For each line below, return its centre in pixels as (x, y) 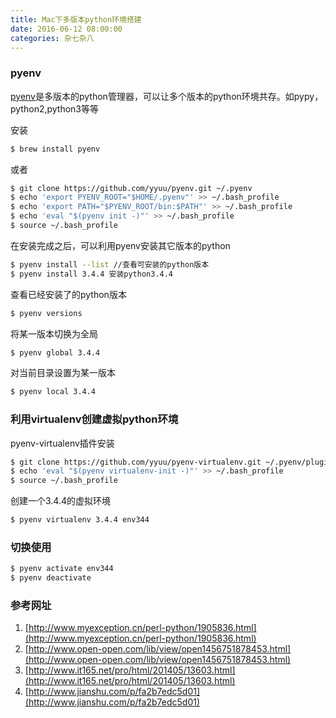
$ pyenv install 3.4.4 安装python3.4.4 (92, 274)
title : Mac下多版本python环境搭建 (76, 19)
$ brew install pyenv (55, 149)
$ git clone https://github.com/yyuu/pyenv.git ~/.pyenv (131, 188)
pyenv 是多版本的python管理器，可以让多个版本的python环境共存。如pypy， (167, 96)
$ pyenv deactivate (51, 578)
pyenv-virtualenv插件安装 (62, 443)
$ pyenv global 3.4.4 (55, 352)
